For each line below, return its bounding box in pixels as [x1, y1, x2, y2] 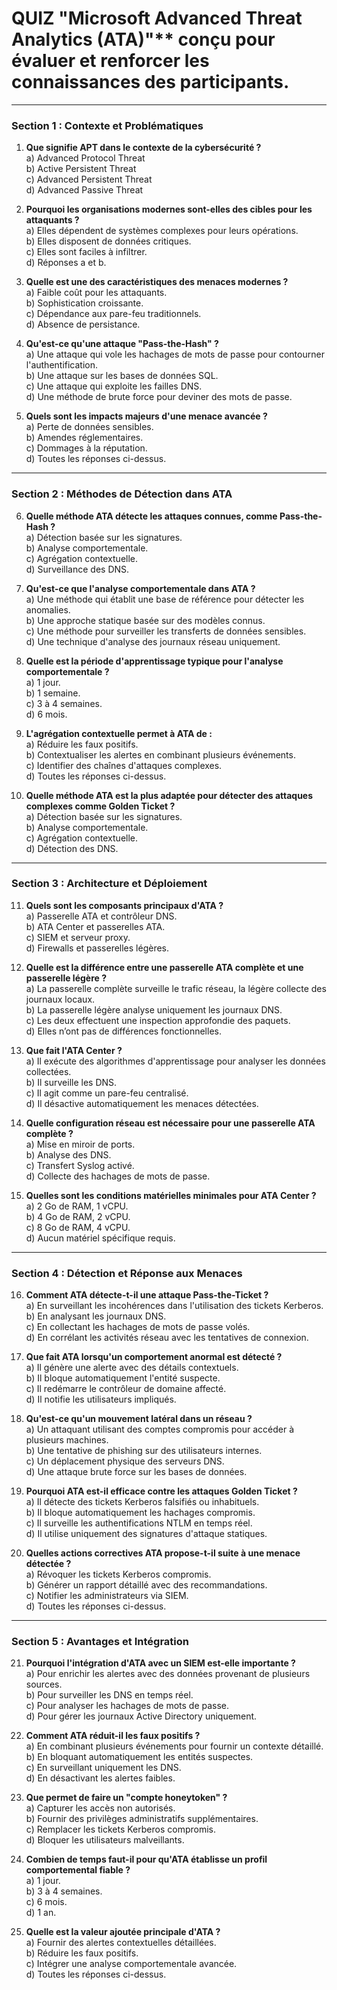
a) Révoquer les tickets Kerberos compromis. [25, 1568, 212, 1581]
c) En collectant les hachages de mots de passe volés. [25, 1321, 251, 1333]
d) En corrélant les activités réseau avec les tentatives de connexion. [25, 1332, 309, 1344]
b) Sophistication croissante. [25, 297, 144, 309]
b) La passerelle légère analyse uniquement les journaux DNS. [25, 1003, 283, 1016]
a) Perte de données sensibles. [25, 421, 154, 433]
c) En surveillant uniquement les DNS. [25, 1762, 182, 1774]
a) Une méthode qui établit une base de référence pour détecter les [25, 593, 305, 605]
